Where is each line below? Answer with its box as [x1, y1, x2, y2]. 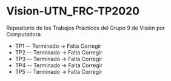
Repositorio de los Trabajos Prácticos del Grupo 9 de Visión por [6, 24, 166, 31]
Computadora [6, 30, 41, 37]
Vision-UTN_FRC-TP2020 [6, 4, 140, 18]
